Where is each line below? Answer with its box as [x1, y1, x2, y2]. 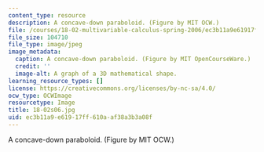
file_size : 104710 [8, 33, 68, 42]
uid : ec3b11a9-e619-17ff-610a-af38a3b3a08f [8, 114, 153, 121]
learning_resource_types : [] [8, 77, 104, 85]
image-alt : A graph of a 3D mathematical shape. [15, 70, 178, 78]
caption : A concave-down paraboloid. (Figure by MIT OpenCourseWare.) [15, 56, 251, 63]
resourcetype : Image [8, 99, 76, 107]
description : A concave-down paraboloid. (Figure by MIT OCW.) [8, 19, 220, 27]
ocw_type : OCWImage [8, 92, 72, 100]
